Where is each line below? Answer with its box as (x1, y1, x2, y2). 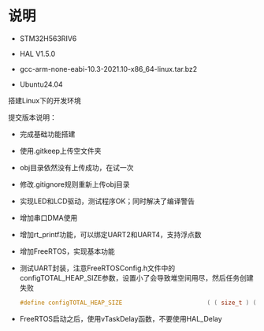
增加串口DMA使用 (19, 213, 78, 222)
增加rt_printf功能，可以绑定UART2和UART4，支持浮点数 (19, 229, 203, 239)
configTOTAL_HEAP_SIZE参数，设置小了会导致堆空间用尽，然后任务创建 (19, 273, 254, 282)
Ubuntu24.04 (19, 80, 63, 89)
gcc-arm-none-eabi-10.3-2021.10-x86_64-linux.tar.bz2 (19, 64, 198, 73)
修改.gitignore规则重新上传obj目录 (19, 179, 130, 189)
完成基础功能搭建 (19, 129, 76, 139)
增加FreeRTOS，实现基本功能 (19, 246, 116, 256)
